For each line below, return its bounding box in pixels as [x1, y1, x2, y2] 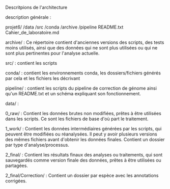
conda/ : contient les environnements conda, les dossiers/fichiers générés [5, 70, 161, 76]
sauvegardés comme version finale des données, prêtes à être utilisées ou [5, 157, 161, 163]
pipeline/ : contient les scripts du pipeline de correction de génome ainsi [5, 85, 157, 91]
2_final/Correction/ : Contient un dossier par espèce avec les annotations [5, 173, 159, 178]
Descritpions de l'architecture [5, 5, 68, 10]
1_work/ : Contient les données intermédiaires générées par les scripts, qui [5, 126, 162, 131]
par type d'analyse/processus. [5, 142, 70, 148]
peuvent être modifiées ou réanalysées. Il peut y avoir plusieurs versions [5, 131, 158, 137]
